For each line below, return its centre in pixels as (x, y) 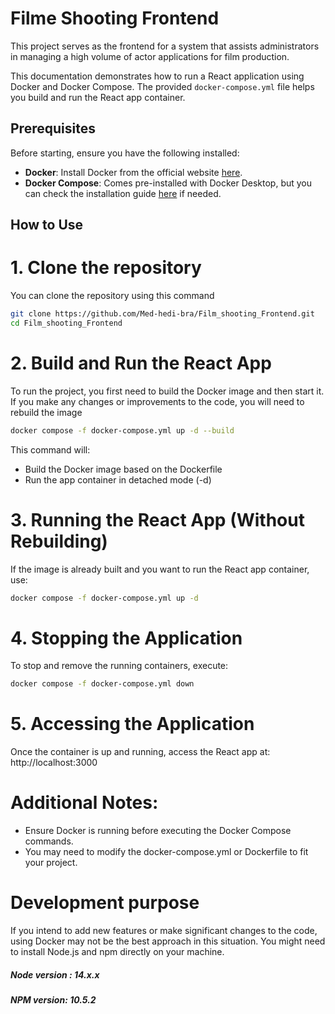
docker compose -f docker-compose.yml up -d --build (122, 430)
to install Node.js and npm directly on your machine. (117, 952)
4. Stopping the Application (126, 638)
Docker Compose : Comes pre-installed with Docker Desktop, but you (168, 183)
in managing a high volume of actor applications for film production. (150, 56)
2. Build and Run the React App (141, 363)
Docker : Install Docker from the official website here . (133, 172)
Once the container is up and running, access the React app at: (140, 752)
